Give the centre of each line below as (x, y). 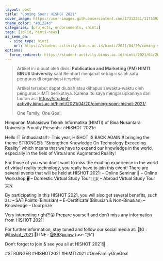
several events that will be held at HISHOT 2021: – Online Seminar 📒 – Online (81, 173)
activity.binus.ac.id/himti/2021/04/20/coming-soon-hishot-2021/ (81, 104)
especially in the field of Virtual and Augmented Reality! (60, 153)
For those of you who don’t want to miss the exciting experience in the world (81, 163)
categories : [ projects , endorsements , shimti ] (53, 28)
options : (14, 50)
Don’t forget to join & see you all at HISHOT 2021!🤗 (55, 244)
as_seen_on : (17, 37)
